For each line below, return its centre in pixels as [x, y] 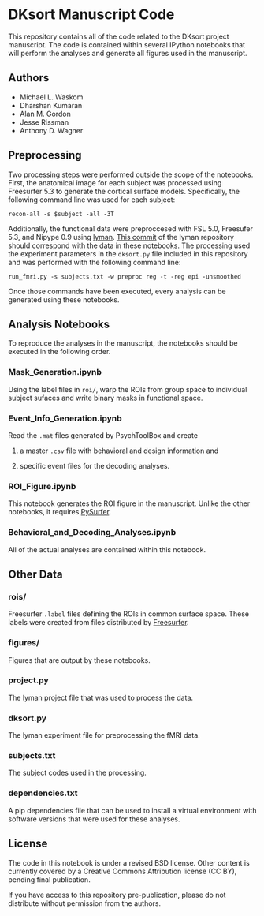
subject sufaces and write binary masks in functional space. [106, 398]
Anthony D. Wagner [51, 130]
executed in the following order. [59, 352]
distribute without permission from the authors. [85, 903]
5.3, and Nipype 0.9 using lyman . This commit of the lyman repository [121, 237]
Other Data [35, 574]
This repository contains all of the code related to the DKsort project [119, 36]
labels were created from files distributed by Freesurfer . [99, 623]
